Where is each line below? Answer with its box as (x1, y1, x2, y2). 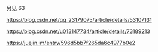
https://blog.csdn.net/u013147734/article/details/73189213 (6, 28, 151, 35)
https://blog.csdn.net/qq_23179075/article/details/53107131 (6, 17, 152, 23)
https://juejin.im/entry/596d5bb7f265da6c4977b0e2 (6, 40, 136, 46)
